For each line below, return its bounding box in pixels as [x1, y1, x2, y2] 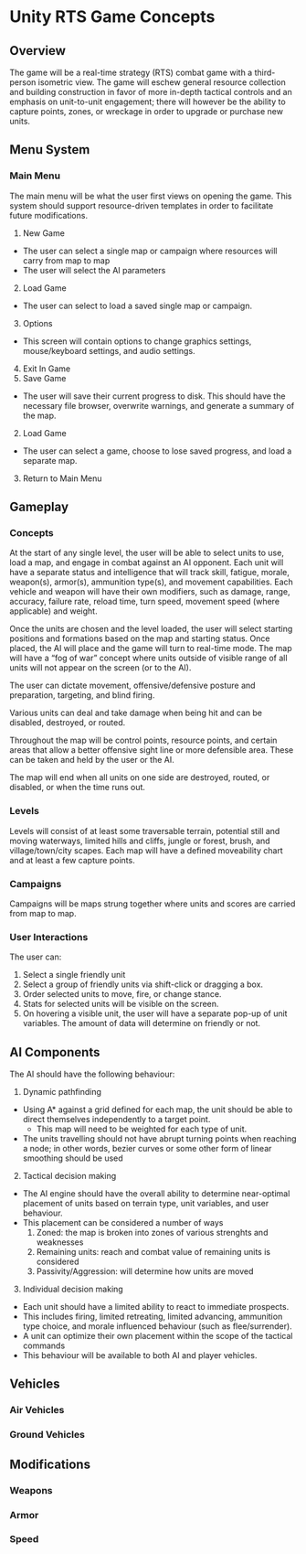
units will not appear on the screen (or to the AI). [9, 662, 192, 673]
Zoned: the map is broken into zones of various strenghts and [36, 1227, 269, 1238]
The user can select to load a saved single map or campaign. [22, 300, 253, 311]
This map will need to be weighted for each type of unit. [36, 1123, 248, 1135]
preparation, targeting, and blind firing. [9, 690, 155, 701]
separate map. [22, 455, 78, 466]
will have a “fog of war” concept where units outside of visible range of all [9, 652, 288, 664]
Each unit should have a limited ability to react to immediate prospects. [22, 1302, 290, 1313]
